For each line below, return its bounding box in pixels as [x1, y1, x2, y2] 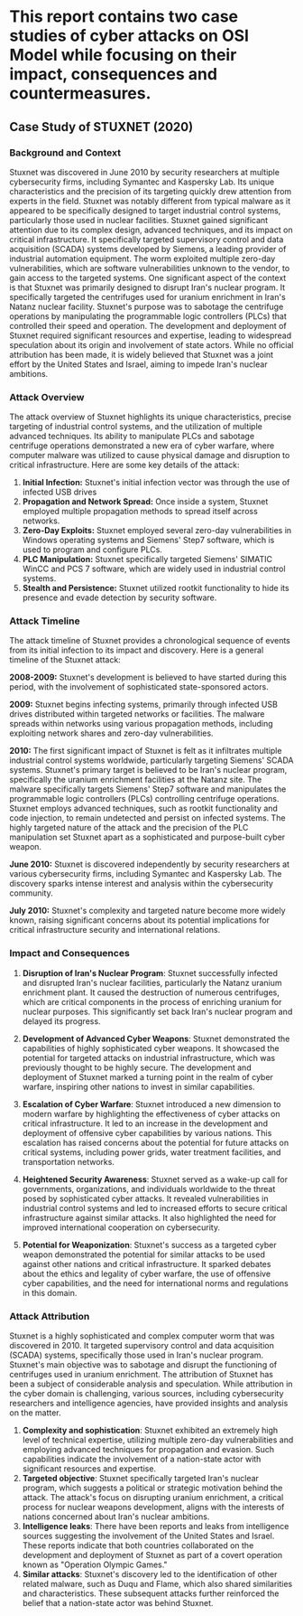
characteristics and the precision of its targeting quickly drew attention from [9, 185, 292, 196]
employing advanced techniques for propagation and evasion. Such [22, 1444, 275, 1455]
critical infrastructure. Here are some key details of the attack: [9, 459, 241, 471]
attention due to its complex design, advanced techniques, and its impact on [9, 224, 293, 235]
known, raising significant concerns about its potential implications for [9, 915, 271, 925]
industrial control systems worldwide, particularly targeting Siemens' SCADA [9, 755, 294, 766]
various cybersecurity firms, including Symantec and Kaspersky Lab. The [9, 869, 282, 879]
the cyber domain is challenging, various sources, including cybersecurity [9, 1388, 284, 1399]
